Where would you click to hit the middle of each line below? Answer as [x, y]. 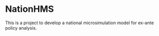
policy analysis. [21, 28]
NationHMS [29, 9]
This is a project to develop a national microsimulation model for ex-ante [79, 23]
